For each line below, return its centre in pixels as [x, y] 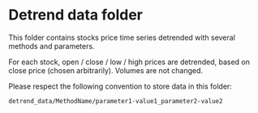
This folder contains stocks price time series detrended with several [122, 37]
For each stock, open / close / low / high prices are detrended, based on [129, 62]
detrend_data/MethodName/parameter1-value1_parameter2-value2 [116, 101]
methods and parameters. [52, 46]
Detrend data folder [76, 15]
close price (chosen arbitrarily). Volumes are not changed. [106, 70]
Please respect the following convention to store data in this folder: [120, 86]
